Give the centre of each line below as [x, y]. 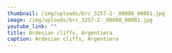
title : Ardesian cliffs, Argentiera [60, 33]
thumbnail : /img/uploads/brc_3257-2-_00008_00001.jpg [86, 13]
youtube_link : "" [32, 26]
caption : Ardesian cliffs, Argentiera [63, 39]
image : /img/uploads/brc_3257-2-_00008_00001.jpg [80, 20]
